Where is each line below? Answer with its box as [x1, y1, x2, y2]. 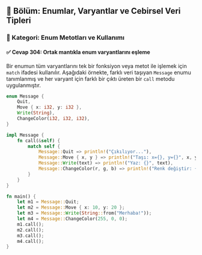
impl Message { [6, 132, 44, 138]
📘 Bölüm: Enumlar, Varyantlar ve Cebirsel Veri [6, 6, 181, 16]
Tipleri [6, 16, 31, 26]
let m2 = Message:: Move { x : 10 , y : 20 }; [17, 204, 125, 211]
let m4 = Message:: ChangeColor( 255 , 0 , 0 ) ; [17, 216, 128, 222]
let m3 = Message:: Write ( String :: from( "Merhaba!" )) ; [17, 210, 152, 216]
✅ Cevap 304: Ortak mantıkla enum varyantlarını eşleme [6, 48, 150, 55]
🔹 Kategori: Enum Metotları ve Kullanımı [6, 34, 125, 42]
